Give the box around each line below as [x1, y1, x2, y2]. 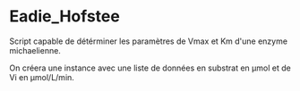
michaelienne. [9, 45, 61, 55]
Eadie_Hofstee [9, 6, 121, 27]
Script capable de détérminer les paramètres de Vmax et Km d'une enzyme [9, 36, 288, 46]
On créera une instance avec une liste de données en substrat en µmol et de [9, 62, 291, 73]
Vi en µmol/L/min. [9, 71, 74, 82]
